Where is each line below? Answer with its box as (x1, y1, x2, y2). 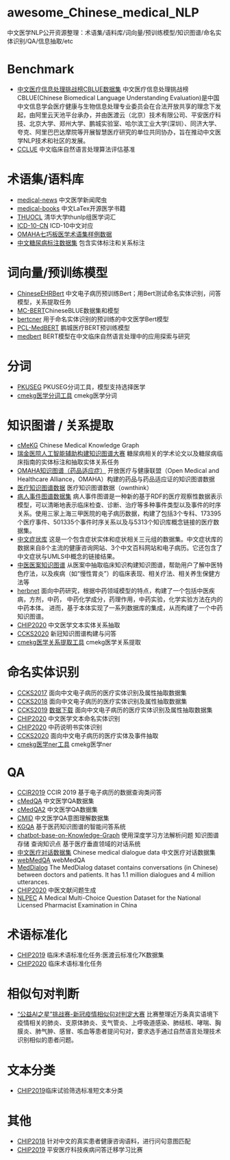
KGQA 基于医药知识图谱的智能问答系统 (16, 822, 126, 831)
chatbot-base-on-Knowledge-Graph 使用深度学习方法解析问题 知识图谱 (16, 831, 219, 839)
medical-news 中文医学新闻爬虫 (16, 196, 107, 204)
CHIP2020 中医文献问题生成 (16, 885, 97, 894)
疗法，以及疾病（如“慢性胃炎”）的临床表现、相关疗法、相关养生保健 (23, 569, 215, 577)
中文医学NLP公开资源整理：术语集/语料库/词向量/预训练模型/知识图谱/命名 (7, 28, 216, 36)
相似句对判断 (7, 986, 80, 1001)
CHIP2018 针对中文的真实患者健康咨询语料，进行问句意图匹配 (16, 1137, 191, 1146)
